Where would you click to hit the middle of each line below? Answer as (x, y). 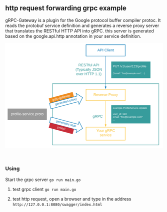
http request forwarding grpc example (66, 8)
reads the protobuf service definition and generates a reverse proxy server (82, 25)
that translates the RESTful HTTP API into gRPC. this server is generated (79, 31)
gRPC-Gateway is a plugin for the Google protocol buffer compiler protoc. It (83, 20)
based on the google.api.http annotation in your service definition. (73, 36)
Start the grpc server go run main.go (43, 180)
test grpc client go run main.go (44, 189)
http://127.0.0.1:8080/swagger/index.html (57, 205)
